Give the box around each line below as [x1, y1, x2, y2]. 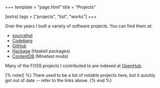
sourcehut [12, 33, 33, 38]
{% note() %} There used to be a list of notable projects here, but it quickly [5, 72, 155, 78]
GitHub [12, 43, 27, 48]
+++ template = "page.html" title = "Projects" [5, 4, 96, 10]
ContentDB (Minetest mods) [12, 53, 69, 59]
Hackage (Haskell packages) [12, 48, 70, 54]
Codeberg [12, 38, 33, 44]
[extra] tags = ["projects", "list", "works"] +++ [5, 14, 97, 19]
